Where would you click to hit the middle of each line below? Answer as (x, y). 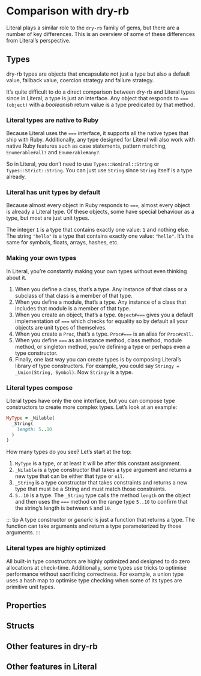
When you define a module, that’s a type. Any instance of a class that (100, 302)
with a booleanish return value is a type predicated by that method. (112, 104)
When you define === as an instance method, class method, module (98, 340)
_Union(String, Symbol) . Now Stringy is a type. (74, 372)
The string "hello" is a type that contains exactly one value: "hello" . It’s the (100, 236)
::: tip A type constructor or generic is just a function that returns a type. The (100, 520)
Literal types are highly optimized (56, 548)
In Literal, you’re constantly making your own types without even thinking (97, 271)
